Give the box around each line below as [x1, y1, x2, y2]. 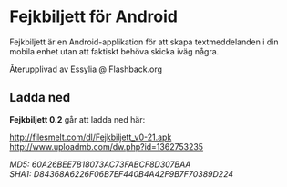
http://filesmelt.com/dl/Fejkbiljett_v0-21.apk [9, 132, 172, 143]
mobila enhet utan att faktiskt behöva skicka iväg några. [9, 45, 220, 56]
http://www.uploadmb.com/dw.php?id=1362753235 [9, 141, 203, 152]
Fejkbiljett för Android [9, 6, 178, 27]
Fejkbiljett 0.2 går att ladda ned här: [9, 113, 146, 124]
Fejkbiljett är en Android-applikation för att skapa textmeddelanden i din [9, 36, 279, 47]
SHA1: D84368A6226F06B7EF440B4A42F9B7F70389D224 [9, 168, 234, 179]
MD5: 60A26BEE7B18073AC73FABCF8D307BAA [9, 159, 191, 170]
